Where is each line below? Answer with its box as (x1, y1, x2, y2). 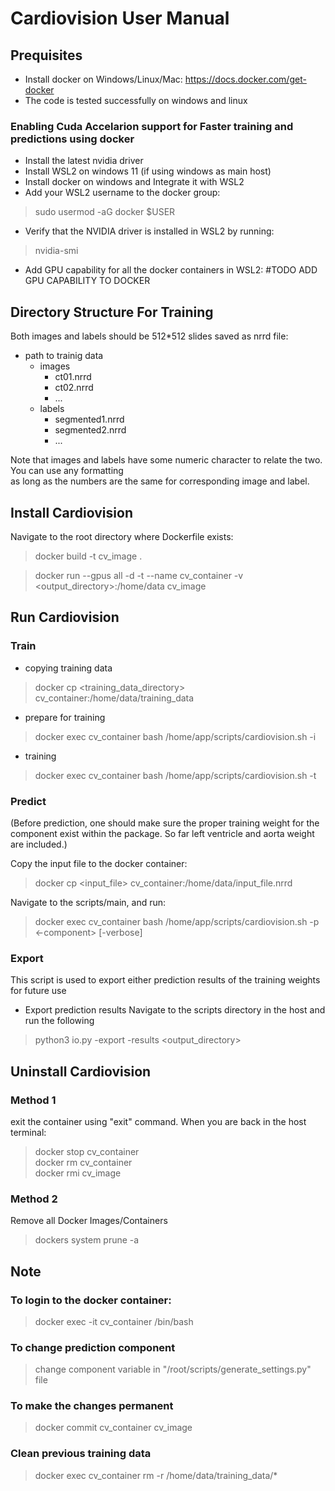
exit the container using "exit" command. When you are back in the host (10, 1115, 307, 1127)
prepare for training (24, 711, 106, 723)
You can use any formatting (10, 465, 124, 477)
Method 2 (10, 1192, 58, 1206)
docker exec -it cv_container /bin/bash (34, 1315, 194, 1327)
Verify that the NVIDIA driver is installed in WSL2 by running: (24, 225, 275, 237)
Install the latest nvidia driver (24, 155, 144, 167)
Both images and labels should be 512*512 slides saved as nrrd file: (10, 330, 289, 342)
